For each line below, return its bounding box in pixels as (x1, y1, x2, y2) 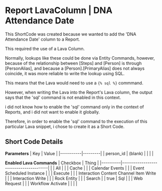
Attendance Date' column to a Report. (5, 36, 80, 42)
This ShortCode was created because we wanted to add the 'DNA (5, 31, 136, 37)
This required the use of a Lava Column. (5, 46, 85, 51)
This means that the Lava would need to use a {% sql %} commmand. (5, 80, 144, 86)
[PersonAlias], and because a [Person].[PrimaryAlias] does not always (5, 65, 145, 71)
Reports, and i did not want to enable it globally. (5, 109, 100, 115)
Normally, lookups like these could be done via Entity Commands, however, (5, 55, 155, 61)
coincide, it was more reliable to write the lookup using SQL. (5, 70, 125, 76)
